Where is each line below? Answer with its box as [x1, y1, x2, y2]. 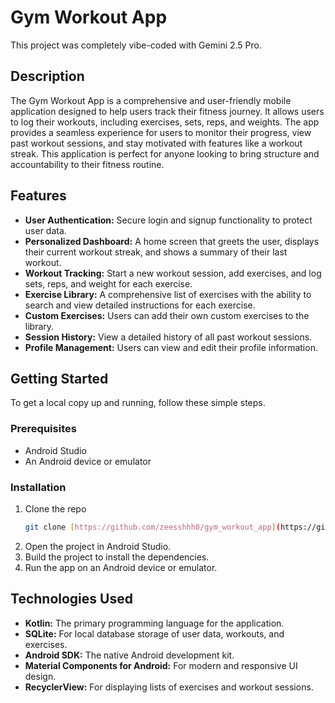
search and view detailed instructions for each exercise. [24, 299, 256, 311]
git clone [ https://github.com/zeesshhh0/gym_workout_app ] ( [24, 522, 281, 532]
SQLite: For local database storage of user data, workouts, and [24, 627, 285, 640]
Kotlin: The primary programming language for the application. [24, 617, 285, 629]
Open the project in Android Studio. [24, 540, 172, 552]
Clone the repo [24, 502, 87, 515]
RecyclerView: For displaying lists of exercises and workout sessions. [24, 681, 314, 693]
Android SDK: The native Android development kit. [24, 649, 235, 661]
